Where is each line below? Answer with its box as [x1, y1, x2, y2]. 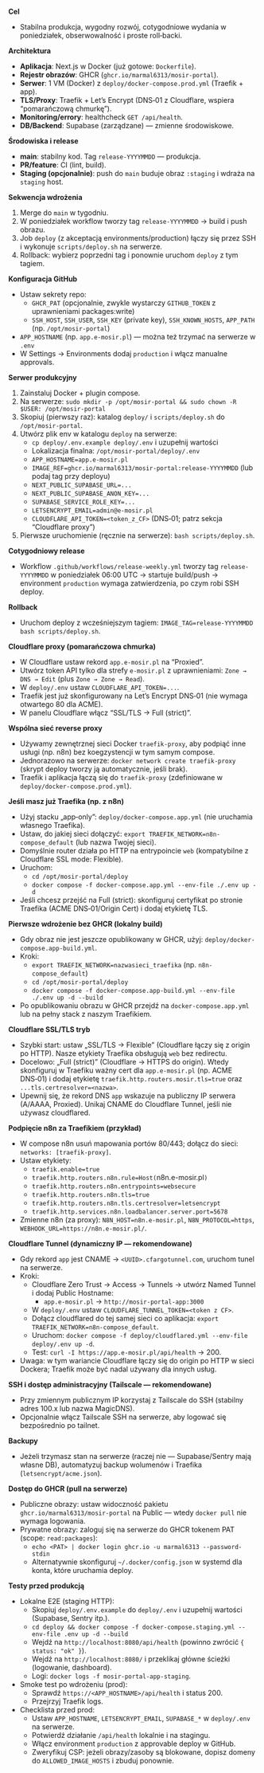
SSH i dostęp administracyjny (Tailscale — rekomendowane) [8, 1380, 212, 1389]
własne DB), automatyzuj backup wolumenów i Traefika [19, 1460, 203, 1469]
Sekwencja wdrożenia [8, 193, 83, 202]
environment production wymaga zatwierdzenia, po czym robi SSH [19, 579, 239, 588]
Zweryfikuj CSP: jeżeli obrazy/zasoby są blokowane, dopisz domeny [31, 1748, 256, 1756]
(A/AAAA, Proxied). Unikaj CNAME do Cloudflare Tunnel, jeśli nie [19, 1100, 232, 1108]
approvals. [19, 358, 55, 367]
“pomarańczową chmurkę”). [19, 104, 112, 113]
